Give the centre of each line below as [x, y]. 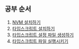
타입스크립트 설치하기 [33, 28]
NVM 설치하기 [27, 22]
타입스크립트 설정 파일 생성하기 [43, 35]
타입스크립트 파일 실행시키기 [40, 41]
